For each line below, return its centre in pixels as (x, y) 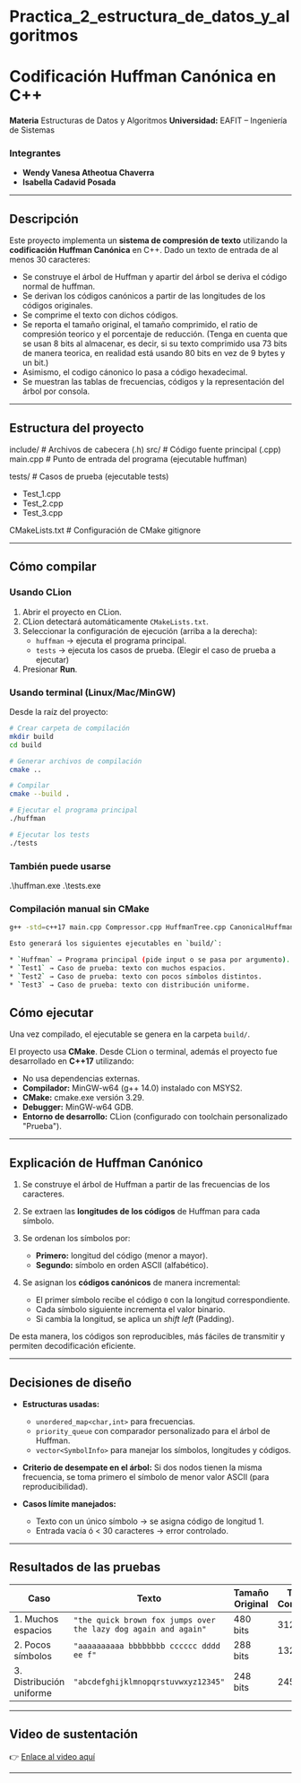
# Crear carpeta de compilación (69, 728)
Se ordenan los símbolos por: (76, 1239)
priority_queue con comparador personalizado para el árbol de (153, 1431)
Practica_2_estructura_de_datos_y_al (150, 17)
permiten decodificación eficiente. (73, 1346)
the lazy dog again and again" (140, 1629)
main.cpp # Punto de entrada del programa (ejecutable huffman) (129, 459)
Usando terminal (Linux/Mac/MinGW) (93, 692)
